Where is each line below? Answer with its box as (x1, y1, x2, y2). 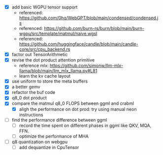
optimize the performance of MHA (19, 133, 89, 139)
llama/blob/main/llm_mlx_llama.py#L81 (19, 68, 98, 74)
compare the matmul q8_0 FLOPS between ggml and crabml (11, 100, 134, 106)
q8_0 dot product (11, 95, 47, 101)
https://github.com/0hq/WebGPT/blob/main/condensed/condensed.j (19, 15, 159, 21)
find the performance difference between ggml (11, 117, 107, 123)
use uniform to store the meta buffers (11, 78, 88, 84)
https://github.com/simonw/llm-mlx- (49, 62, 124, 68)
